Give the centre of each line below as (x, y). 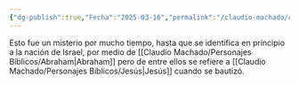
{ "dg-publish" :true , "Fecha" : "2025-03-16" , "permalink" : (113, 17)
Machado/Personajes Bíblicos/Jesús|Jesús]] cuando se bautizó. (127, 71)
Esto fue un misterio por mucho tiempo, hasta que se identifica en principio (147, 42)
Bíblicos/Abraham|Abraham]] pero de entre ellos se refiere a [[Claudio (138, 61)
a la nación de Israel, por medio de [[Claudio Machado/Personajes (130, 52)
